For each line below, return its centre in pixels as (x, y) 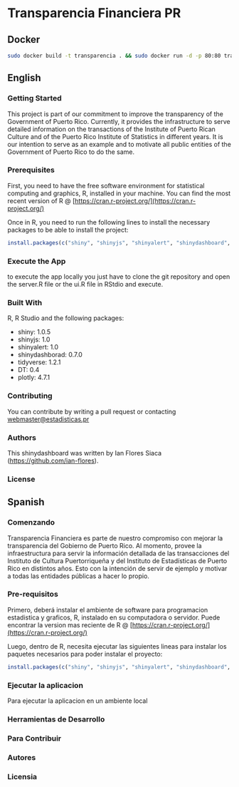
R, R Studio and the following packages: (66, 318)
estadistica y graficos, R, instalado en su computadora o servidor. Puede (114, 617)
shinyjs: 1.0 (34, 339)
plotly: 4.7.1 (34, 377)
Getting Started (34, 98)
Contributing (30, 396)
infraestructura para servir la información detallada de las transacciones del (118, 553)
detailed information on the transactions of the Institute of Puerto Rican (111, 129)
